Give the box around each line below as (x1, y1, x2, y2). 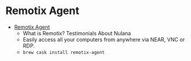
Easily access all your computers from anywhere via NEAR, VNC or (22, 36, 185, 43)
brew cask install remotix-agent (22, 49, 105, 55)
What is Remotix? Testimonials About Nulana (22, 29, 132, 36)
